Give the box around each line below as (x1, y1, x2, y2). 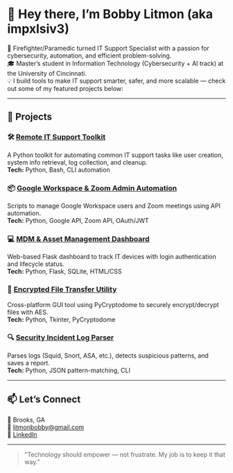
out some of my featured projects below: (7, 84, 123, 92)
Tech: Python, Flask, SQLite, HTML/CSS (7, 267, 123, 276)
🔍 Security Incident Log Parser (7, 333, 114, 342)
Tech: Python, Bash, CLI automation (7, 165, 110, 174)
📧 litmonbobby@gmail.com (7, 423, 85, 431)
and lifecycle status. (7, 260, 64, 268)
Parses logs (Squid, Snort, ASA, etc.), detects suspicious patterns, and (7, 351, 209, 360)
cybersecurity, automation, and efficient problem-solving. (7, 51, 172, 60)
